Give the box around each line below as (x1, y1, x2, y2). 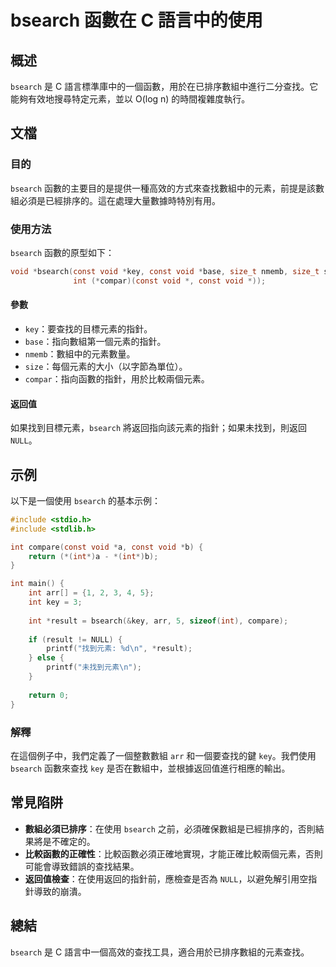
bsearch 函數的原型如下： (10, 246, 115, 258)
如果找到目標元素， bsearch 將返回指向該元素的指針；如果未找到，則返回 (10, 422, 308, 434)
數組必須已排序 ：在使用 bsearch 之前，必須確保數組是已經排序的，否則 (24, 822, 316, 835)
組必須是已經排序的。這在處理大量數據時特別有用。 (10, 194, 221, 206)
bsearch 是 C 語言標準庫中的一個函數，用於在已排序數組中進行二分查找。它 (10, 81, 319, 92)
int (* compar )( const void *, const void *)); (73, 276, 267, 286)
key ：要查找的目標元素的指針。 (24, 322, 153, 335)
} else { (28, 653, 65, 663)
